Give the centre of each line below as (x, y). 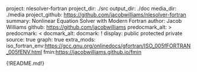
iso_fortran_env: (26, 46)
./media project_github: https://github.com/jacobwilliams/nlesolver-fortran (96, 15)
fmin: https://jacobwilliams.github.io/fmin (93, 52)
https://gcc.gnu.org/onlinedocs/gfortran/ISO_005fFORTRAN (118, 46)
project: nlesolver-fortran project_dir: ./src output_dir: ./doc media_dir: (91, 8)
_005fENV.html (24, 52)
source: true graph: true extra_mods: (51, 40)
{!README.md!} (25, 63)
